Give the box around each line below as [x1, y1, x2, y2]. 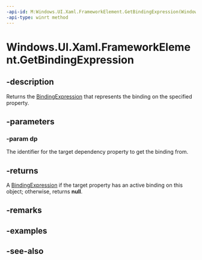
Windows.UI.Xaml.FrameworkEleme [6, 40, 191, 54]
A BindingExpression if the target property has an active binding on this [6, 181, 183, 189]
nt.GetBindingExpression [6, 53, 134, 67]
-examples [6, 226, 47, 236]
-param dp [6, 135, 38, 143]
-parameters [6, 116, 55, 127]
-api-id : [6, 8, 28, 15]
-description [6, 77, 54, 87]
